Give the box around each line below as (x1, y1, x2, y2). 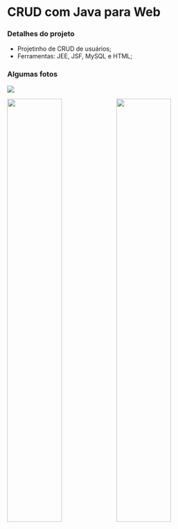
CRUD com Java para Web (7, 4, 161, 20)
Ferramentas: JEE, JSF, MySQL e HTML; (17, 52, 133, 60)
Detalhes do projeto (7, 29, 75, 39)
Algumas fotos (7, 69, 57, 79)
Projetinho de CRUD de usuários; (17, 44, 112, 53)
